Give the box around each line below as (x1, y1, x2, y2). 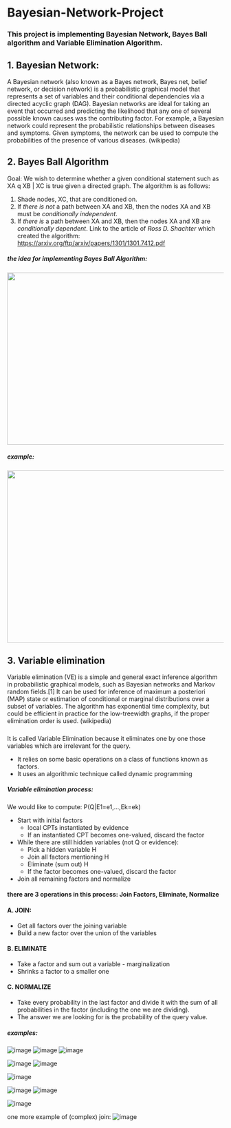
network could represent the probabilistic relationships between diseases (7, 121, 215, 129)
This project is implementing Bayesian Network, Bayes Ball (7, 30, 208, 39)
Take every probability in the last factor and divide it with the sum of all (16, 999, 218, 1007)
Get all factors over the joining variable (16, 921, 127, 930)
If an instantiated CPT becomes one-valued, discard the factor (27, 831, 205, 839)
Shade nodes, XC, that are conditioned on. (16, 195, 137, 203)
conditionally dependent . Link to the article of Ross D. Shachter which (16, 224, 215, 232)
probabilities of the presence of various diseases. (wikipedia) (7, 136, 181, 144)
